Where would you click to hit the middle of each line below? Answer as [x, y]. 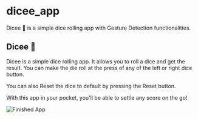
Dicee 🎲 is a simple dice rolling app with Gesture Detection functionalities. [99, 28]
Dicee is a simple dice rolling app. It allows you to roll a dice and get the [96, 61]
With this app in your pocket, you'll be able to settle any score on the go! [97, 97]
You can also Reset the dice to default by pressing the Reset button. [91, 86]
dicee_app [33, 11]
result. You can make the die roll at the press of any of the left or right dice [99, 68]
